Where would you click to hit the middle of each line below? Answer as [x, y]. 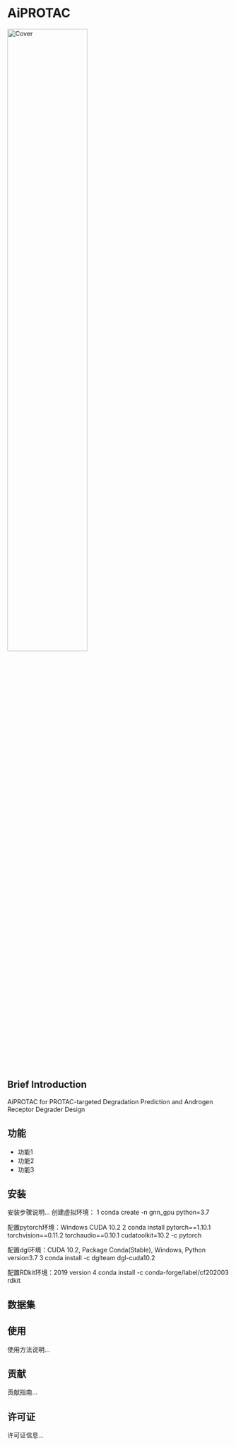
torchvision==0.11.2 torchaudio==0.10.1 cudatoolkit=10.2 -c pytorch [105, 1235]
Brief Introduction [47, 1085]
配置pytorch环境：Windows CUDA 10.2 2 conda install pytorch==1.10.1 [109, 1228]
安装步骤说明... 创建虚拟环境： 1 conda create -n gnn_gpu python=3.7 [108, 1212]
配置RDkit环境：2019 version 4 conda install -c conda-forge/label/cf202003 [118, 1273]
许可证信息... [26, 1435]
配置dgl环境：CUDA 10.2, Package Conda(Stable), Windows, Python [107, 1250]
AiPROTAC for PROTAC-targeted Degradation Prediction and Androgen [110, 1101]
